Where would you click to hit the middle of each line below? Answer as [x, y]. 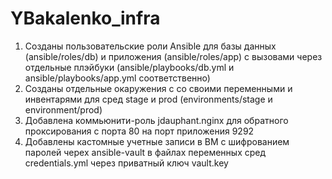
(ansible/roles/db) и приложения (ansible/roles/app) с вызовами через [173, 56]
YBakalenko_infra [85, 18]
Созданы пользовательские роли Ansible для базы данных [150, 46]
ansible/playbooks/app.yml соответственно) [117, 78]
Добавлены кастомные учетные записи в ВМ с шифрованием [157, 141]
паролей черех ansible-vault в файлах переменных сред [145, 152]
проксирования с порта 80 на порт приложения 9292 [139, 131]
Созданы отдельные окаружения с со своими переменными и [158, 88]
